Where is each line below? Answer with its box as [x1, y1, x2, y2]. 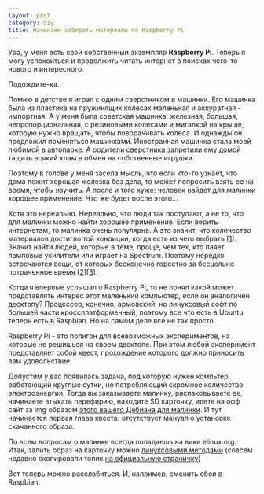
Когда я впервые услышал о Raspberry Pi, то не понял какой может [8, 282, 235, 292]
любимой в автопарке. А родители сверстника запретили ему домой [8, 145, 241, 154]
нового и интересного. [8, 65, 84, 74]
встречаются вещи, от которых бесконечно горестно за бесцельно [8, 259, 235, 268]
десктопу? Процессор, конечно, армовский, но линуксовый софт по [8, 300, 238, 309]
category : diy [8, 19, 55, 27]
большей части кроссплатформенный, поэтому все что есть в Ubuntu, [8, 308, 246, 317]
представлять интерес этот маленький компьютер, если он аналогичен [8, 291, 250, 300]
